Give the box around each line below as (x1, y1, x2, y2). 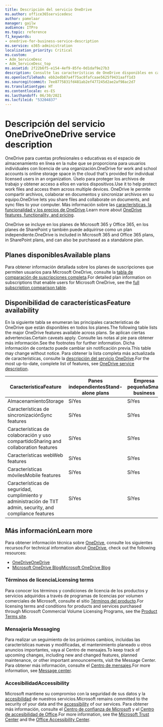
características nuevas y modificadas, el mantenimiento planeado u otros (5, 642, 151, 648)
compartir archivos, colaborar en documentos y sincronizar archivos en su (5, 192, 154, 197)
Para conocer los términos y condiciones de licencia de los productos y (5, 587, 148, 593)
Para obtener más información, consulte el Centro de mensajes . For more (5, 662, 150, 669)
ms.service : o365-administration (5, 43, 73, 48)
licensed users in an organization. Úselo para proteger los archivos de (5, 176, 145, 182)
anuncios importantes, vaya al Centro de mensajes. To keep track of (5, 647, 140, 653)
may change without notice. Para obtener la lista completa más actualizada (5, 350, 155, 356)
